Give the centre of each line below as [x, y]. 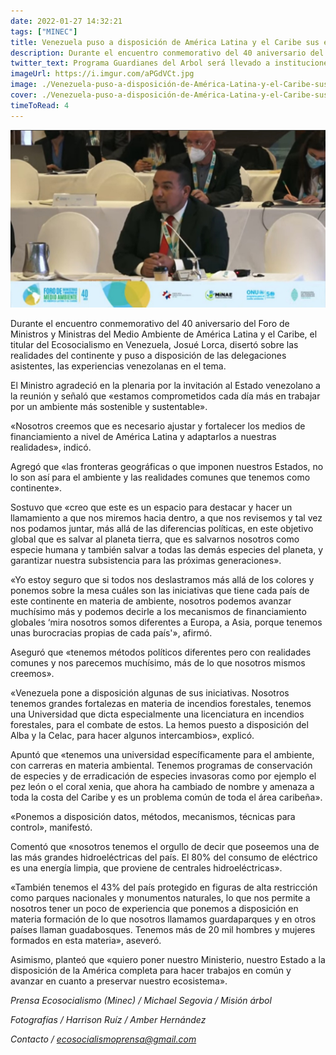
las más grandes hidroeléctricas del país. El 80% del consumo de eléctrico [164, 857]
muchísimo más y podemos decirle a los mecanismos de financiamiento [158, 612]
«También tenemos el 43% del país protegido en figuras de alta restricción [164, 887]
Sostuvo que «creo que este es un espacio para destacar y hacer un [151, 507]
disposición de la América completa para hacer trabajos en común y [151, 971]
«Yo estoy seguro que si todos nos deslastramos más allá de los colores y [162, 580]
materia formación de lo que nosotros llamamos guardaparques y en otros [163, 919]
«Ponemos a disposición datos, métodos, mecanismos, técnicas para [153, 817]
